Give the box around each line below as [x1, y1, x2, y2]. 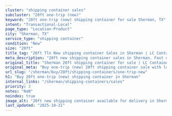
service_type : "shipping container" [5, 36, 83, 42]
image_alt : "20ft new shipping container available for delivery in [5, 98, 155, 103]
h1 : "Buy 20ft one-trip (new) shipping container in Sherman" [5, 74, 141, 80]
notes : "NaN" [5, 88, 33, 94]
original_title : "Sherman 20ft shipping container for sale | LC [5, 60, 147, 65]
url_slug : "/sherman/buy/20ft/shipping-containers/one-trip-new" [5, 70, 147, 75]
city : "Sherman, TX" [5, 31, 50, 36]
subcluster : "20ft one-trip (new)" [5, 12, 81, 17]
